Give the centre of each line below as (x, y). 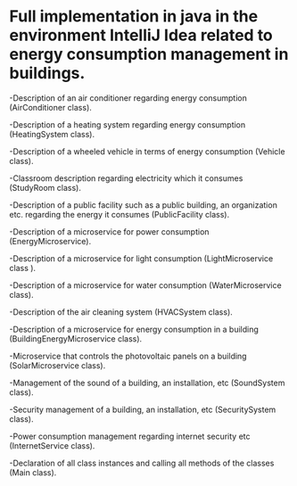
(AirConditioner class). (50, 107)
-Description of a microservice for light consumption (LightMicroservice (141, 258)
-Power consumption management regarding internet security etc (130, 436)
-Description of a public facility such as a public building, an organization (144, 205)
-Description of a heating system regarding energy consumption (128, 124)
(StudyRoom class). (45, 187)
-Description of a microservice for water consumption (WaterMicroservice (146, 285)
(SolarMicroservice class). (58, 365)
